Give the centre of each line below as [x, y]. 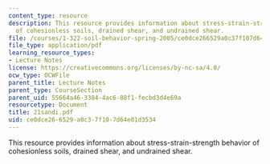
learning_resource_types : [51, 53]
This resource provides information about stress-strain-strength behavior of [134, 142]
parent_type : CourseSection [55, 90]
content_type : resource [48, 16]
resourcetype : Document [48, 105]
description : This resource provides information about [104, 23]
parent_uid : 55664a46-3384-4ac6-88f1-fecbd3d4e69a [95, 98]
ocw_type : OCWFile [39, 75]
